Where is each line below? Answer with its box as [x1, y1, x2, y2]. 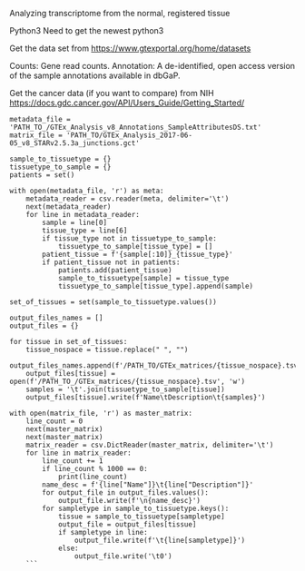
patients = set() [9, 171, 75, 180]
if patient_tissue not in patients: [42, 258, 181, 267]
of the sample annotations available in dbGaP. [9, 70, 181, 81]
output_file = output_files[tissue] [57, 520, 197, 529]
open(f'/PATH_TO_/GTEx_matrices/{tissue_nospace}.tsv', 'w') [9, 377, 246, 386]
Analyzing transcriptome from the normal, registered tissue [9, 8, 231, 18]
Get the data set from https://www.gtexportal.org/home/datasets [9, 43, 251, 54]
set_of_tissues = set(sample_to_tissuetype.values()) [9, 298, 218, 307]
